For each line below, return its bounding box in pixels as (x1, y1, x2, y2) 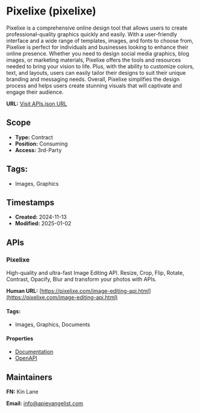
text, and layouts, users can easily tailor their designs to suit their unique (6, 69, 186, 76)
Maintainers (6, 372, 53, 382)
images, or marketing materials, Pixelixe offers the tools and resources (6, 56, 181, 63)
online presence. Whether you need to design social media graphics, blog (6, 50, 190, 57)
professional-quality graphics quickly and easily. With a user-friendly (6, 30, 178, 37)
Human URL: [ (6, 287, 42, 295)
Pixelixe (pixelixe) (6, 4, 96, 18)
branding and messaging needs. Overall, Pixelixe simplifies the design (6, 75, 180, 83)
